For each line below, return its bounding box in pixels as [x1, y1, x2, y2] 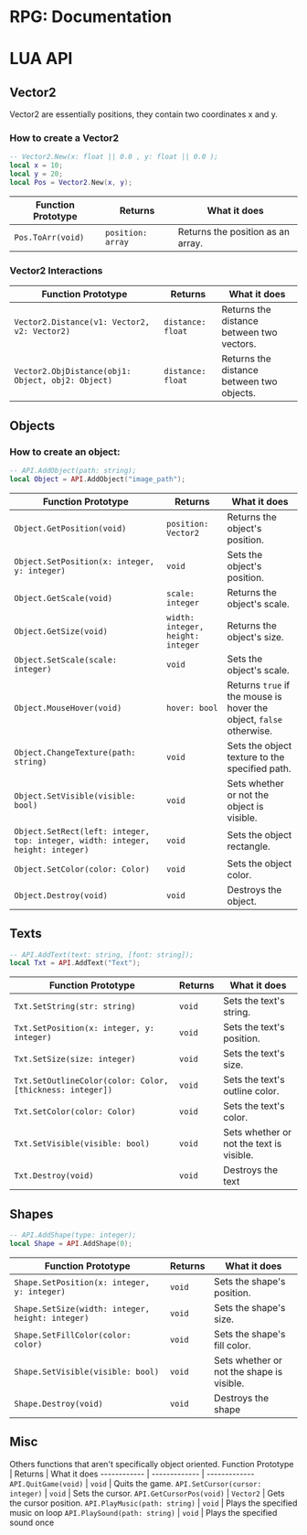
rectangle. [227, 840, 271, 853]
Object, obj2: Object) [14, 375, 112, 386]
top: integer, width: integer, [14, 835, 151, 845]
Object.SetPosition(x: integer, [14, 556, 155, 566]
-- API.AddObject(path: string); [9, 466, 137, 475]
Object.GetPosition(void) [14, 523, 127, 533]
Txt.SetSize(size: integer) [14, 1054, 136, 1065]
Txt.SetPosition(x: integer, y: [14, 1023, 155, 1034]
